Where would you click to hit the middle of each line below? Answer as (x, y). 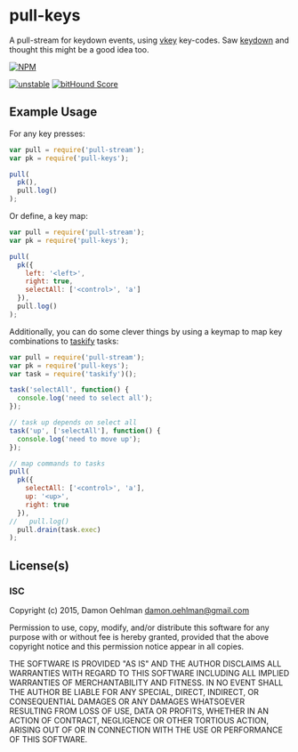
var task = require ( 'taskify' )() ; (73, 374)
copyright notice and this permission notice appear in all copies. (127, 646)
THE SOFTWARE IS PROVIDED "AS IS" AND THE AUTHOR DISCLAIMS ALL (145, 663)
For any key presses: (48, 133)
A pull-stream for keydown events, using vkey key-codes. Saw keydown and (149, 40)
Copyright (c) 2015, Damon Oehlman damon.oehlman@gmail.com (129, 610)
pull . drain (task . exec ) (59, 530)
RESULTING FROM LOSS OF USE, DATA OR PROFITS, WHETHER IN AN (139, 711)
